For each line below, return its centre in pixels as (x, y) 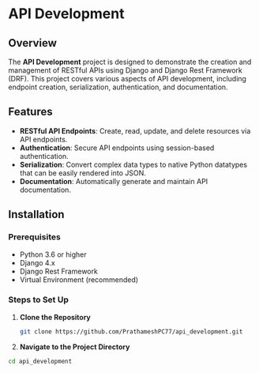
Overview (33, 43)
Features (30, 112)
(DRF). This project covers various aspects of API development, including (128, 79)
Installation (36, 215)
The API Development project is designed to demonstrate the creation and (130, 62)
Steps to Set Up (38, 300)
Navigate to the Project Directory (75, 347)
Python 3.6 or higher (53, 254)
